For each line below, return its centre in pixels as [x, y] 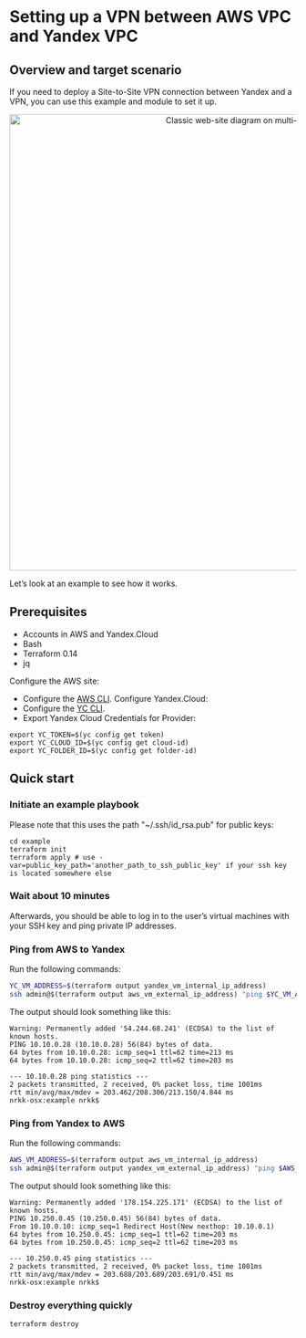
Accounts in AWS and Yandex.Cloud [90, 634]
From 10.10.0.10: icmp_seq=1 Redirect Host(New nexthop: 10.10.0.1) [142, 1226]
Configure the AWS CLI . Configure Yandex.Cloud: [115, 698]
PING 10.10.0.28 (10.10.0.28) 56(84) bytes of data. [112, 1044]
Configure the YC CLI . [64, 708]
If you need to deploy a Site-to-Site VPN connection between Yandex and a [151, 92]
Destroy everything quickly [71, 1305]
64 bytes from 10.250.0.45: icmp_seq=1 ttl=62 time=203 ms [124, 1234]
